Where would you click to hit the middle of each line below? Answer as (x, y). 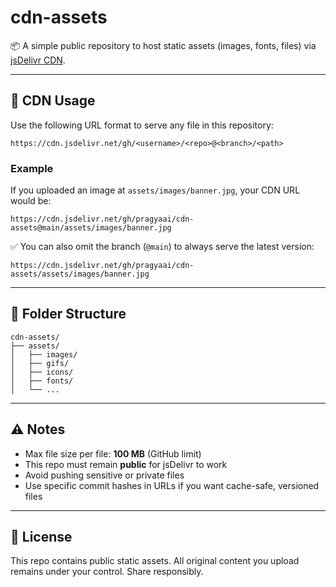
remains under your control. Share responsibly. (107, 572)
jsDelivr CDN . (38, 60)
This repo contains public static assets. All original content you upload (155, 561)
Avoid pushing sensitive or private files (104, 475)
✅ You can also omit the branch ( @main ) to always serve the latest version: (162, 247)
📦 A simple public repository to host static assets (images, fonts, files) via (163, 45)
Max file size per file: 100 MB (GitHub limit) (113, 453)
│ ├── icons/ (42, 372)
